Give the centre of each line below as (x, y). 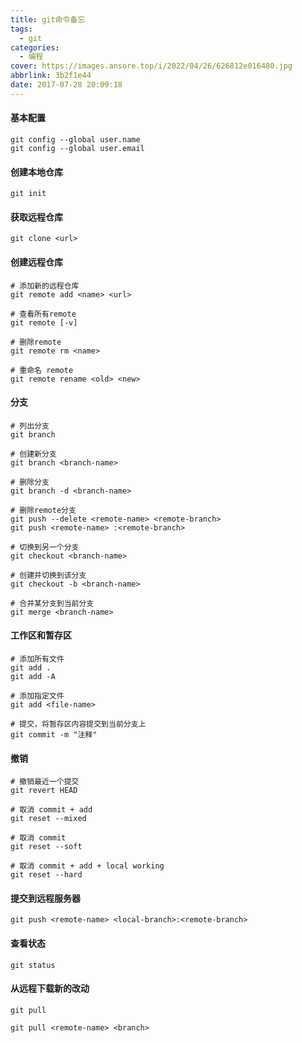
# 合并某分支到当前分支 (52, 603)
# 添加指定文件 (37, 696)
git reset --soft (46, 847)
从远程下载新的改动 (50, 988)
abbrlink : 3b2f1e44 (51, 76)
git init (28, 194)
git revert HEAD (44, 791)
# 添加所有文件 (37, 659)
